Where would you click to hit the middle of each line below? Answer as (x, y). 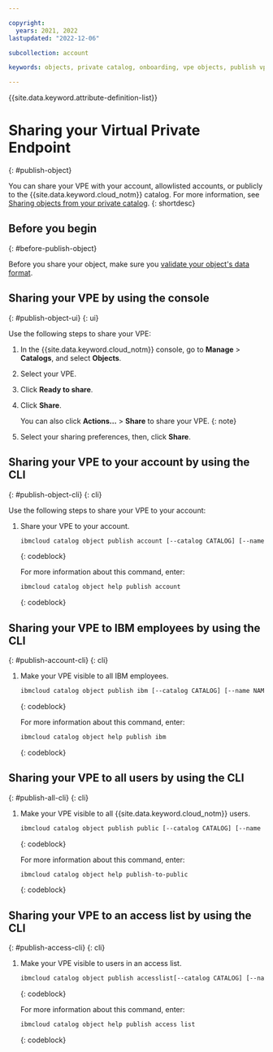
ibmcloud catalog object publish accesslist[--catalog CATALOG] (131, 978)
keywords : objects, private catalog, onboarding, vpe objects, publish (132, 67)
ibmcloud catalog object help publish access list (108, 1024)
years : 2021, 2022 (47, 30)
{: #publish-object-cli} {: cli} (55, 494)
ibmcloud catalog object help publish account (100, 587)
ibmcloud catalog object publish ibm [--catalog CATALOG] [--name (135, 691)
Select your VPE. (48, 374)
